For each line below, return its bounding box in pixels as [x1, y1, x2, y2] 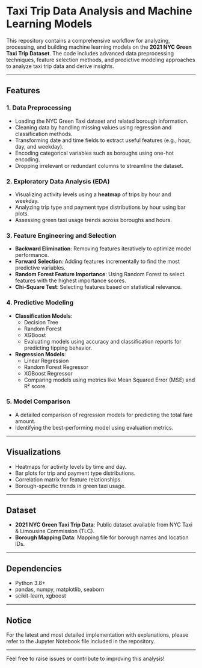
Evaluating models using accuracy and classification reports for [23, 338, 182, 345]
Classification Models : [14, 312, 73, 320]
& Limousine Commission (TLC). [14, 528, 95, 535]
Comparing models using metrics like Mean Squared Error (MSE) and [23, 376, 195, 383]
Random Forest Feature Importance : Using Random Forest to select [14, 271, 185, 278]
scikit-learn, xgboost [14, 592, 66, 599]
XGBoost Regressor [23, 370, 73, 377]
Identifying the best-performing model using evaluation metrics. [14, 424, 174, 431]
